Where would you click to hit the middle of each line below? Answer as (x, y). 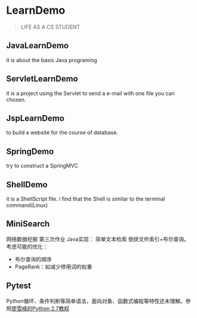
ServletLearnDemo (42, 79)
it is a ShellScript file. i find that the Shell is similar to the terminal (86, 199)
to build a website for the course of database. (62, 132)
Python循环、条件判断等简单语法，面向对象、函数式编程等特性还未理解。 (96, 301)
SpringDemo (30, 151)
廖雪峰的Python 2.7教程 (41, 308)
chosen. (16, 100)
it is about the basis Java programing (52, 60)
